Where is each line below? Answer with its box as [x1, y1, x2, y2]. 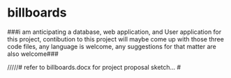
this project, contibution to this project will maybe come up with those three [7, 35, 225, 43]
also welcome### [7, 50, 59, 58]
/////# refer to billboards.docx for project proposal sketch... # [7, 63, 181, 71]
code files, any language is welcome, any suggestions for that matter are [7, 42, 216, 50]
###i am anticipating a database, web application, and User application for [7, 28, 222, 36]
